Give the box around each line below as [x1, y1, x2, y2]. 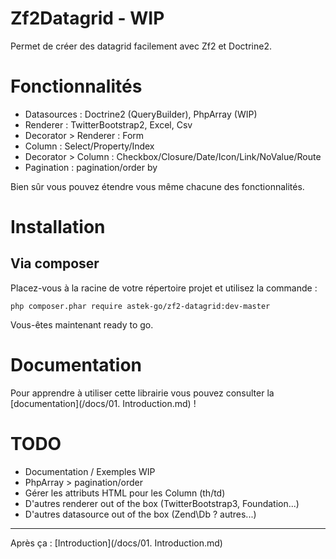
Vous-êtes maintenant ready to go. [10, 318, 154, 331]
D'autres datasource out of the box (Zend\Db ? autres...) [24, 508, 257, 520]
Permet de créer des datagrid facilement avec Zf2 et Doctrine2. [10, 40, 272, 52]
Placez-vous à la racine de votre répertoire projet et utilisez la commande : [10, 282, 318, 294]
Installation [10, 216, 106, 239]
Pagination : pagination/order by [24, 161, 158, 173]
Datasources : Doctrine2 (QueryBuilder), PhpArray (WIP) [24, 108, 258, 120]
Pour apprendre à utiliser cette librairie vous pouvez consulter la [10, 387, 275, 399]
